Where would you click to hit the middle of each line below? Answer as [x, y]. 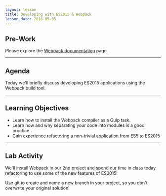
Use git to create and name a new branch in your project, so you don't [76, 183]
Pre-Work [21, 39]
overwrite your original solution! [38, 188]
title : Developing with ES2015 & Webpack [48, 14]
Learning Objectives [37, 108]
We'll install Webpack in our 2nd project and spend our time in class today [81, 168]
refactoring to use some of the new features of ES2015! [61, 173]
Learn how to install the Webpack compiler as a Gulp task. [71, 120]
